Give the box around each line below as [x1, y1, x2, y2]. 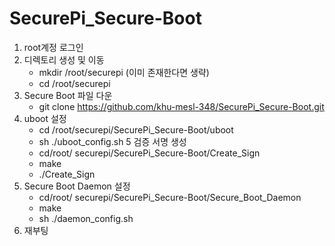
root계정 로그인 [23, 41, 84, 53]
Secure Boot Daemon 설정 [23, 180, 131, 192]
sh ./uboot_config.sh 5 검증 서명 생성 [38, 135, 187, 147]
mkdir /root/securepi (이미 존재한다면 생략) [38, 66, 210, 78]
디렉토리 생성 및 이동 [23, 53, 105, 66]
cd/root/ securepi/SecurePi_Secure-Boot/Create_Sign [38, 147, 261, 159]
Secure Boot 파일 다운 [23, 89, 113, 101]
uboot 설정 [23, 112, 67, 124]
